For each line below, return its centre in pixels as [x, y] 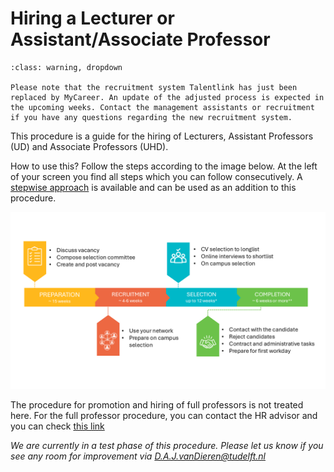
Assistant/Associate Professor [140, 39]
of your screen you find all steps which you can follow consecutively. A [156, 176]
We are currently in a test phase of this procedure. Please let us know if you [167, 446]
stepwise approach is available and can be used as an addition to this [153, 187]
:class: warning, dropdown [66, 67]
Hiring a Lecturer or [92, 18]
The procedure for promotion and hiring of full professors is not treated [157, 405]
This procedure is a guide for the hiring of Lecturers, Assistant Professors [162, 136]
